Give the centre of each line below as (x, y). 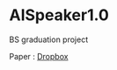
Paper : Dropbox (39, 56)
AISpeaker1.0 (59, 15)
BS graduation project (49, 39)
